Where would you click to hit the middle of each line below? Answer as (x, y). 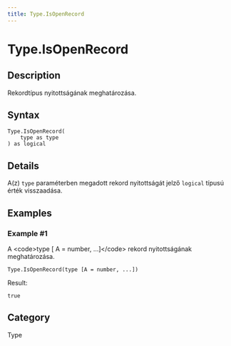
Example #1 (27, 233)
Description (34, 76)
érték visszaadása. (35, 190)
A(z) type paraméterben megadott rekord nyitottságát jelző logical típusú (116, 183)
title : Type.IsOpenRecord (46, 14)
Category (29, 318)
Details (23, 166)
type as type (40, 138)
